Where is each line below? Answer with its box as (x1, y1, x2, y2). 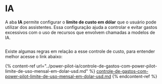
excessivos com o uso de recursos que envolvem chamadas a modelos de (5, 29, 155, 35)
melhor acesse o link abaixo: (5, 53, 63, 59)
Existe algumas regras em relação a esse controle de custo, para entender (5, 48, 155, 54)
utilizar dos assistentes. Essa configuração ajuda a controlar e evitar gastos (5, 24, 158, 30)
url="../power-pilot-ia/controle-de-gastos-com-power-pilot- (36, 63, 158, 69)
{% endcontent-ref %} (112, 73, 158, 79)
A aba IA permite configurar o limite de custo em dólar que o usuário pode (5, 19, 157, 25)
